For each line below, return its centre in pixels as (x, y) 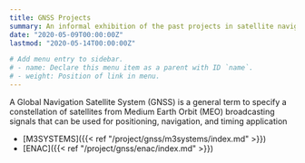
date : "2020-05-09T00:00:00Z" (67, 34)
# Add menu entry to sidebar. (67, 60)
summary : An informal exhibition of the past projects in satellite (142, 26)
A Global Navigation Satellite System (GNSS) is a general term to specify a (148, 101)
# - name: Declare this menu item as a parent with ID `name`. (132, 68)
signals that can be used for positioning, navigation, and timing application (148, 121)
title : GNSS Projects (50, 18)
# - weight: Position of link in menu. (85, 77)
